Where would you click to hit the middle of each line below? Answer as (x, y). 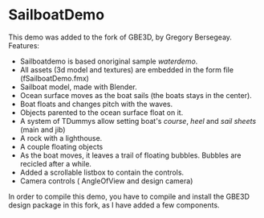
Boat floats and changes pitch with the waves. (96, 104)
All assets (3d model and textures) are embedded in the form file (127, 69)
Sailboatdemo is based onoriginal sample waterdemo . (109, 61)
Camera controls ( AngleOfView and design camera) (106, 181)
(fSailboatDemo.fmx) (55, 78)
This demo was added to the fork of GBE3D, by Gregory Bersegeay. (120, 37)
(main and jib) (43, 130)
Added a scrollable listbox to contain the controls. (102, 172)
